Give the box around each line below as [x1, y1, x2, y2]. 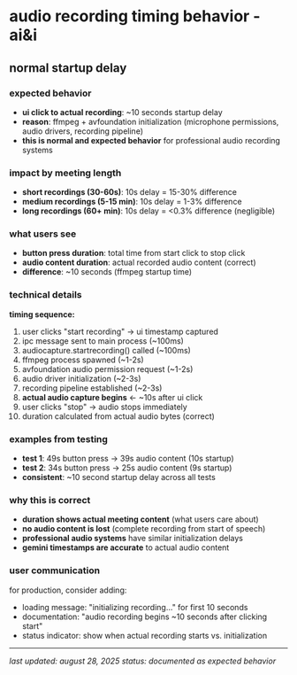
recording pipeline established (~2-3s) [21, 383, 163, 393]
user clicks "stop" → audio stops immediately [21, 401, 187, 412]
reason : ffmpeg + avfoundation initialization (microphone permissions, [21, 116, 279, 127]
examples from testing [9, 432, 109, 445]
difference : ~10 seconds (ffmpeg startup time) [21, 267, 193, 277]
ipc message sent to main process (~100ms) [21, 335, 184, 346]
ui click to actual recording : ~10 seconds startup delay [21, 106, 223, 117]
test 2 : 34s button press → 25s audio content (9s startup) [21, 462, 232, 473]
